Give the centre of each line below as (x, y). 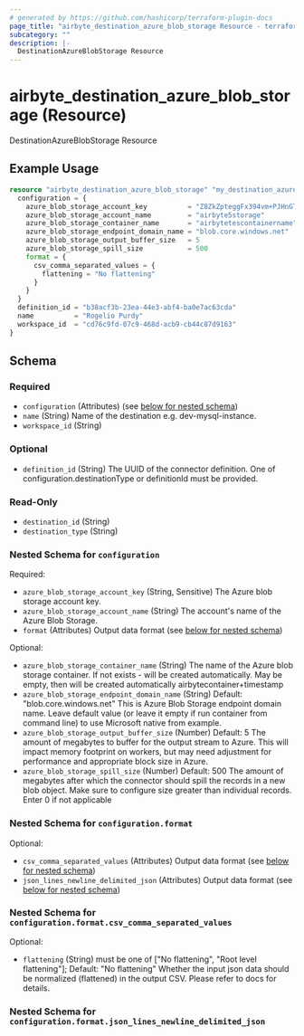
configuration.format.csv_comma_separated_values (121, 923)
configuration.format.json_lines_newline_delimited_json (138, 1022)
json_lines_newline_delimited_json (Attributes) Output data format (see (157, 879)
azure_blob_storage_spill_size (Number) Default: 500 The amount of (153, 771)
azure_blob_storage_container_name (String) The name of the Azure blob (158, 665)
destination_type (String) (70, 531)
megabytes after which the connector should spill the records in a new (154, 781)
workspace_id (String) (62, 425)
